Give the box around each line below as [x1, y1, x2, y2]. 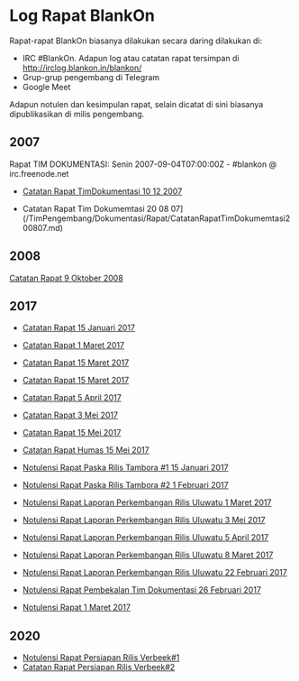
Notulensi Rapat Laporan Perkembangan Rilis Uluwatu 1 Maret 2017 [22, 497, 272, 508]
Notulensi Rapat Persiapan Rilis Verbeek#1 [22, 652, 180, 663]
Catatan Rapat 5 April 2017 [22, 392, 122, 403]
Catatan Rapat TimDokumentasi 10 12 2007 [22, 186, 183, 197]
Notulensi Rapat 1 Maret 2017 [22, 602, 131, 613]
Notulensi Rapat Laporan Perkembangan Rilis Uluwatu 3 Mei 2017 [22, 515, 266, 526]
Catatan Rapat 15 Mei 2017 [22, 428, 122, 438]
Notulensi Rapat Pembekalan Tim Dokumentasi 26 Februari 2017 [22, 584, 261, 595]
